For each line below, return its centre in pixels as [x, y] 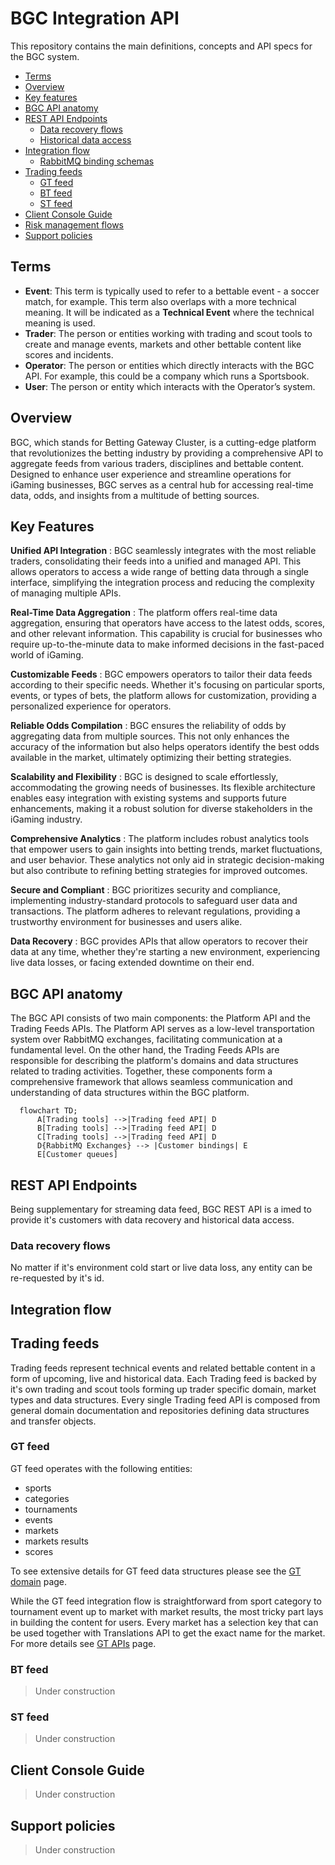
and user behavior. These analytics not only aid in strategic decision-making [167, 860]
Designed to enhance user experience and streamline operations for [151, 474]
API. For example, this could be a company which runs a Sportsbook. [167, 376]
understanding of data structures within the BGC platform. [130, 1093]
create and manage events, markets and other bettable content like [163, 344]
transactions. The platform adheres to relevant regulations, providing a [155, 911]
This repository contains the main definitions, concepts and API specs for [161, 46]
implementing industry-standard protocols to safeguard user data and [154, 901]
